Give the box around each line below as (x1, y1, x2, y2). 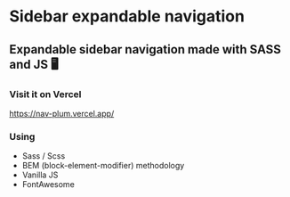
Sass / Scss (21, 151, 66, 161)
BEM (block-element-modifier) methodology (21, 160, 185, 171)
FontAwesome (21, 179, 76, 190)
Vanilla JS (21, 169, 59, 180)
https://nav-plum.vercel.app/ (9, 108, 115, 119)
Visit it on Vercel (9, 87, 82, 100)
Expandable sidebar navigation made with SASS (9, 42, 282, 57)
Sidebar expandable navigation (9, 6, 245, 27)
